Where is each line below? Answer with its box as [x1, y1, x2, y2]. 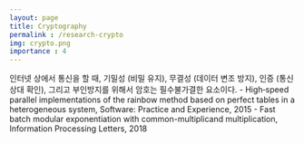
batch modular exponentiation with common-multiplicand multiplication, [9, 114, 279, 125]
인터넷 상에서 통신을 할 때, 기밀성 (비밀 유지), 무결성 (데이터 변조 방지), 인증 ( [9, 73, 279, 84]
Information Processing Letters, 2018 [9, 123, 148, 134]
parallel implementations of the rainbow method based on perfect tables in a [9, 94, 295, 105]
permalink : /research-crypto [9, 30, 124, 39]
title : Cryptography [9, 22, 88, 31]
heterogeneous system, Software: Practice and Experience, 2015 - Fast [9, 104, 276, 115]
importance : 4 [9, 47, 67, 56]
